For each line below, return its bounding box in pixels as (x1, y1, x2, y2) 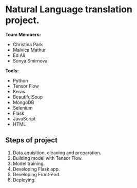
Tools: (5, 68, 19, 74)
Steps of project (5, 136, 58, 144)
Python (12, 77, 28, 83)
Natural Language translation (5, 4, 132, 15)
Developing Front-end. (12, 171, 61, 177)
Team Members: (5, 31, 41, 37)
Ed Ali (12, 52, 26, 58)
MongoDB (12, 99, 34, 106)
